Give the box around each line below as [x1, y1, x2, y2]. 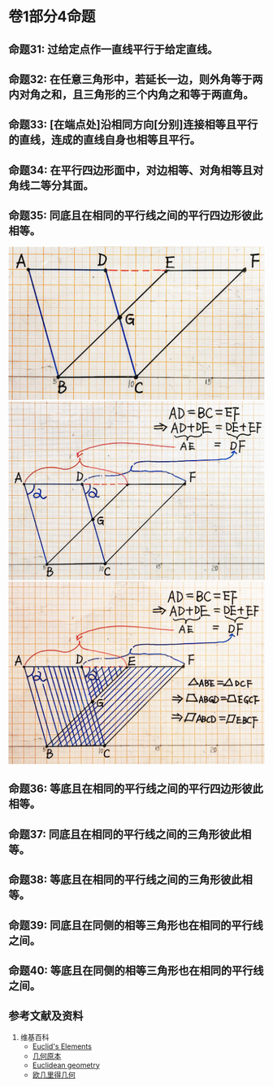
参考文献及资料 [8, 1009, 84, 1023]
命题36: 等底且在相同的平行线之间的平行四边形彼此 [8, 782, 264, 796]
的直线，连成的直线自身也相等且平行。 [8, 133, 201, 147]
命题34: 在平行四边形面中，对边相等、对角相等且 [8, 163, 253, 177]
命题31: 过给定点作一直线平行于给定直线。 [8, 42, 219, 56]
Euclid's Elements [32, 1041, 92, 1051]
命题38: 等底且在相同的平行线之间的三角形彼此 [8, 873, 242, 887]
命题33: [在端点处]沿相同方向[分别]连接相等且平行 [8, 118, 258, 132]
